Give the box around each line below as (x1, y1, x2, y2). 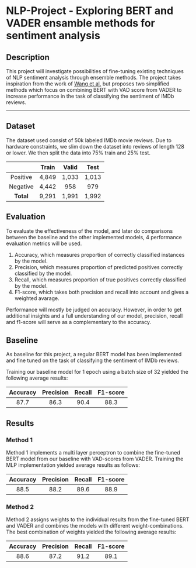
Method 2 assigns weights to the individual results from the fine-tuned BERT (6, 516, 190, 523)
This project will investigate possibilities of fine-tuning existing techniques (6, 68, 184, 74)
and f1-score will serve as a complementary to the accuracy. (6, 318, 152, 325)
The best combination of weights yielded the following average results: (6, 528, 177, 536)
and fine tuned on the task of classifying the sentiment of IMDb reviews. (6, 357, 180, 364)
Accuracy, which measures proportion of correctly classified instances (14, 251, 185, 258)
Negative (9, 183, 34, 191)
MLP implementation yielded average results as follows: (6, 462, 140, 469)
